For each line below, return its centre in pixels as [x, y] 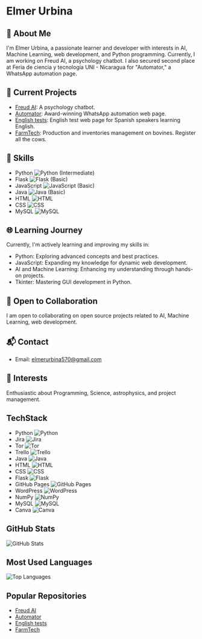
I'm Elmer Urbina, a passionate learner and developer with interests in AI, [97, 48]
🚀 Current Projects [42, 93]
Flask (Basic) [41, 179]
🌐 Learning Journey [45, 230]
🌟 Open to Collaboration [52, 301]
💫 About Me [29, 34]
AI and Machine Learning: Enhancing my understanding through [94, 269]
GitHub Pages [32, 484]
